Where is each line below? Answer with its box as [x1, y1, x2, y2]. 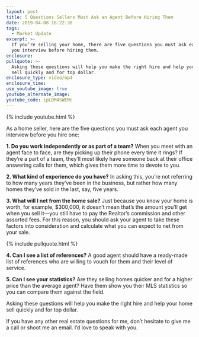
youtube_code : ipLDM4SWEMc [6, 97, 73, 103]
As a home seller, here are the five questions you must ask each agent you [6, 125, 188, 132]
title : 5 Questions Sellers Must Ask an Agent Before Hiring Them [6, 14, 174, 20]
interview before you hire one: [6, 131, 80, 138]
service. [6, 264, 26, 271]
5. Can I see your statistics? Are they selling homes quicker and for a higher [6, 275, 192, 282]
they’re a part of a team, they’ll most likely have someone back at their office [6, 155, 193, 162]
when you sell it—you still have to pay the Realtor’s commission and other [6, 209, 185, 217]
